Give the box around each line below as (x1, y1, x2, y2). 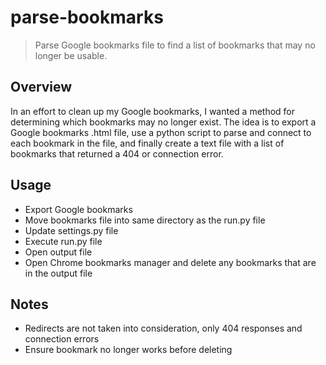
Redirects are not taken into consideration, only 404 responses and (24, 322, 303, 335)
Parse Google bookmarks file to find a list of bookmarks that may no (34, 39, 316, 51)
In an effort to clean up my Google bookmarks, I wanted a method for (10, 105, 296, 117)
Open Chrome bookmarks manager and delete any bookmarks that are (24, 256, 317, 268)
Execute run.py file (24, 235, 103, 247)
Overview (10, 79, 73, 96)
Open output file (24, 246, 93, 258)
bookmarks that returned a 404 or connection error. (10, 147, 224, 160)
